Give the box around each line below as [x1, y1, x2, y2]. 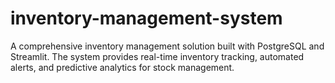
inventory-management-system [10, 7, 283, 30]
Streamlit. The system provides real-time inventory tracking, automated [10, 50, 305, 62]
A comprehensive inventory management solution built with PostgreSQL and [10, 40, 325, 52]
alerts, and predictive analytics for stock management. [10, 61, 235, 73]
